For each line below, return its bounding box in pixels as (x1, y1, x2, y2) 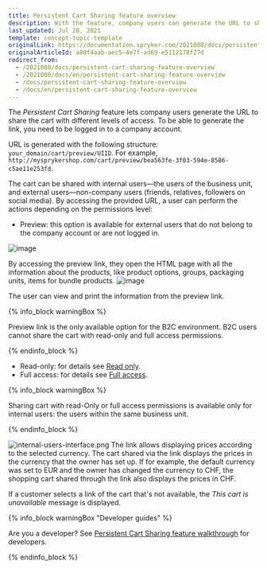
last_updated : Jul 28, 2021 (8, 26, 102, 34)
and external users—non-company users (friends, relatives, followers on (8, 188, 246, 197)
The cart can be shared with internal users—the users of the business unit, (8, 179, 253, 189)
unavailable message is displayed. (8, 498, 122, 508)
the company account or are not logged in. (19, 228, 161, 238)
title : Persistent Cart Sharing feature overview (8, 11, 176, 20)
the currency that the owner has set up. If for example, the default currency (8, 457, 256, 466)
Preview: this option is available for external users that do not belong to (19, 220, 253, 229)
